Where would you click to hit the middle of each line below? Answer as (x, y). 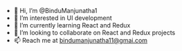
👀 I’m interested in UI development (63, 18)
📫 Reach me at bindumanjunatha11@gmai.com (80, 40)
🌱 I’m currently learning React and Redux (72, 25)
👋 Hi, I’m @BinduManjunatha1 (55, 11)
